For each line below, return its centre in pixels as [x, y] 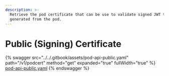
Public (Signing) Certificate [63, 44]
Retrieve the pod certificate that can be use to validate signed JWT [85, 14]
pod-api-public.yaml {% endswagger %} [47, 68]
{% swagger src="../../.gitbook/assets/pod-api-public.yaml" [67, 57]
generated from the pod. [36, 19]
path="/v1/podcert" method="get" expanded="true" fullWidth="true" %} [80, 63]
